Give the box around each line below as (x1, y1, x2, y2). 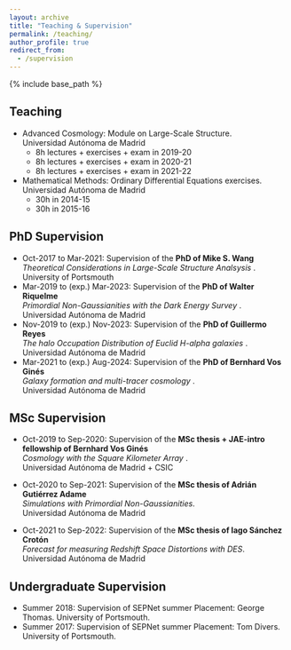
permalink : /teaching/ (9, 29, 93, 38)
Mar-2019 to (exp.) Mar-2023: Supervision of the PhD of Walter (21, 281, 255, 291)
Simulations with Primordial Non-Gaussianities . (21, 498, 195, 509)
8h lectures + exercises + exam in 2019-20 (35, 147, 193, 157)
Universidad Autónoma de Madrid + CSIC (21, 463, 174, 473)
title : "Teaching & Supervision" (9, 21, 133, 30)
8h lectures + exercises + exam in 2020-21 (35, 156, 193, 167)
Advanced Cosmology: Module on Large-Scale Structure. (21, 128, 232, 139)
